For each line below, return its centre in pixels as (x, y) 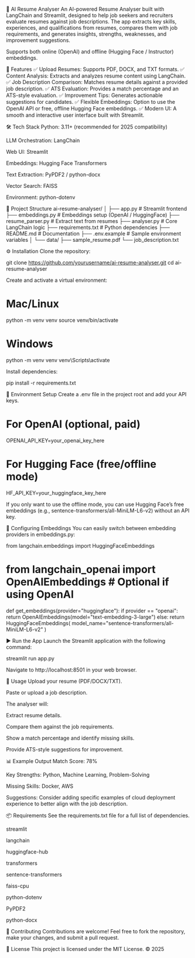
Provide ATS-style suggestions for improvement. (65, 749)
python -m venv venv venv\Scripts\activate (58, 360)
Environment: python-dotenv (41, 197)
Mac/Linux (33, 304)
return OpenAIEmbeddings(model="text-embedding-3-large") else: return (95, 617)
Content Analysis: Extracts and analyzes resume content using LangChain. (96, 76)
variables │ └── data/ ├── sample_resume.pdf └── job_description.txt (93, 240)
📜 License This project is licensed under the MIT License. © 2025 (85, 949)
